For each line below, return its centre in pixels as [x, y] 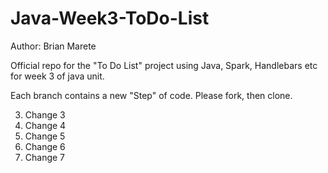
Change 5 [45, 136]
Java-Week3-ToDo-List [110, 18]
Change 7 [45, 157]
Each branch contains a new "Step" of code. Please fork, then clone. [151, 95]
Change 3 [45, 114]
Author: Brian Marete [53, 46]
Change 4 [45, 125]
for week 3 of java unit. [57, 76]
